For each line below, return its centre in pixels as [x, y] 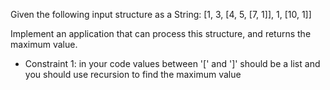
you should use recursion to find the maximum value [133, 74]
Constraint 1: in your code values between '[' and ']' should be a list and [172, 63]
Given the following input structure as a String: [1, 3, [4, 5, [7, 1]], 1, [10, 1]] [161, 14]
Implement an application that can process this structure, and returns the [161, 33]
